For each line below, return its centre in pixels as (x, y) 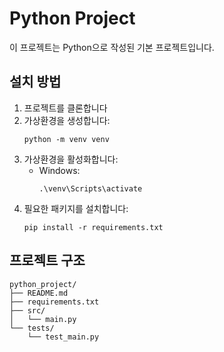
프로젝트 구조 (47, 260)
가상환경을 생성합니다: (67, 120)
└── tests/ (32, 328)
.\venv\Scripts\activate (90, 188)
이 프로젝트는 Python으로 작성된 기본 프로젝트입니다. (112, 47)
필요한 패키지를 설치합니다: (76, 208)
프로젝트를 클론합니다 (65, 108)
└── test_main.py (63, 337)
